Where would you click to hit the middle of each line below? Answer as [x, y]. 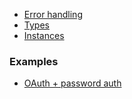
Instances [44, 35]
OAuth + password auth [72, 83]
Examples [34, 61]
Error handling [53, 14]
